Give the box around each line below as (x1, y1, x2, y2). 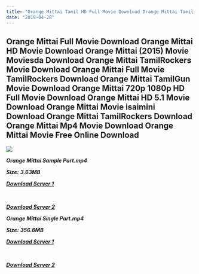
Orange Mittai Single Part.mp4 (6, 215, 84, 222)
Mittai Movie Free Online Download (6, 130, 139, 140)
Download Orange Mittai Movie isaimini (6, 102, 155, 112)
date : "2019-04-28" (6, 14, 55, 20)
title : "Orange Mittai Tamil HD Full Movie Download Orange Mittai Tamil (6, 8, 194, 15)
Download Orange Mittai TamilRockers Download (6, 111, 193, 121)
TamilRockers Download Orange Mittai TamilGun (6, 74, 191, 84)
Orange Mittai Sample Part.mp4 (6, 157, 88, 165)
